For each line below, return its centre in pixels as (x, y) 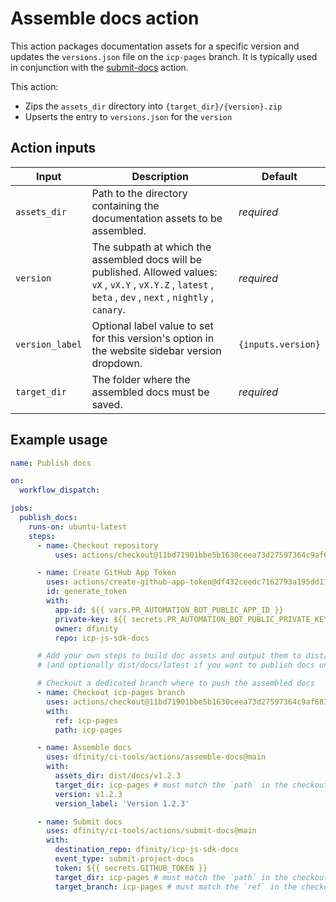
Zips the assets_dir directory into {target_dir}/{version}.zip (153, 106)
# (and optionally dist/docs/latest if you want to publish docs (175, 665)
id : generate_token (87, 592)
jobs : (21, 508)
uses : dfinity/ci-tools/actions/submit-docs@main (151, 831)
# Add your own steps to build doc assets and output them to (169, 656)
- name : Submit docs (79, 822)
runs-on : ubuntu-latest (78, 527)
